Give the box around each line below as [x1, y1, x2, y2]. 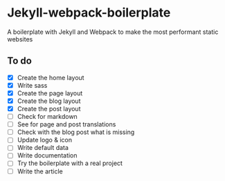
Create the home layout [17, 73, 84, 82]
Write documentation [17, 151, 78, 160]
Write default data [17, 144, 69, 152]
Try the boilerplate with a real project [17, 159, 123, 167]
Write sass [17, 81, 48, 89]
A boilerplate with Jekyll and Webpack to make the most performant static [7, 28, 219, 36]
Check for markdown [17, 113, 78, 121]
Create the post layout [17, 105, 81, 113]
